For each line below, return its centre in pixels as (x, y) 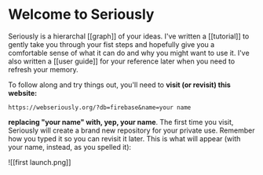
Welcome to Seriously (81, 15)
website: (23, 93)
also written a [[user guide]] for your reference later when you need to (122, 61)
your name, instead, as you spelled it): (70, 147)
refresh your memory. (43, 69)
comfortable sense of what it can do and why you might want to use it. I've (129, 53)
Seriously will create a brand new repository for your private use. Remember (131, 130)
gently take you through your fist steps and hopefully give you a (111, 44)
